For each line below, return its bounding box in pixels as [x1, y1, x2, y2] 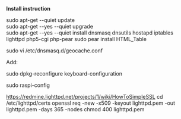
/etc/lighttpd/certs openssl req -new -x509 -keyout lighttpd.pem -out [6, 99, 175, 107]
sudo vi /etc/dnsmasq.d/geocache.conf [6, 47, 103, 54]
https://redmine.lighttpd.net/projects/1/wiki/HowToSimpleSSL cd [6, 93, 163, 100]
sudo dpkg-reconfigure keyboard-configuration [6, 70, 123, 77]
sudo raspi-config [6, 82, 50, 89]
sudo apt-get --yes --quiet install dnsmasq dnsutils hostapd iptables [6, 29, 174, 36]
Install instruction [6, 5, 51, 12]
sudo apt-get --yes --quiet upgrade [6, 23, 94, 30]
